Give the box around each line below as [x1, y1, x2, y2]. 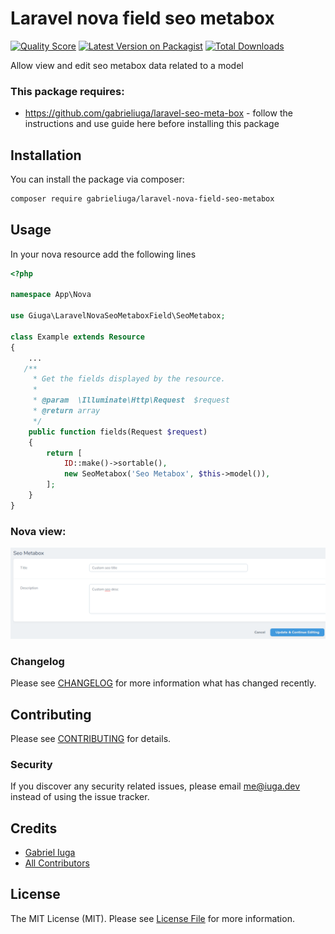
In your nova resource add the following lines [10, 248, 197, 260]
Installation [10, 147, 82, 164]
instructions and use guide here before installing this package [24, 118, 280, 130]
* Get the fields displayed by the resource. [32, 374, 226, 384]
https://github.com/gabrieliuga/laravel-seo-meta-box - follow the [24, 107, 293, 119]
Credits [10, 820, 58, 837]
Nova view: [10, 524, 67, 538]
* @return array [32, 406, 101, 416]
